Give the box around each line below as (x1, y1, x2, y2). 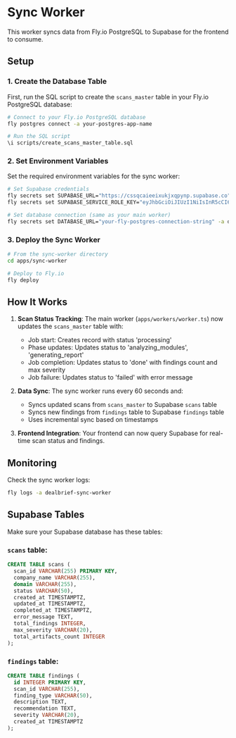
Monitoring (7, 457, 58, 469)
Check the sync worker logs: (7, 476, 91, 484)
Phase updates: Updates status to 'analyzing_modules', (27, 343, 188, 352)
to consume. (7, 35, 44, 43)
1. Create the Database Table (7, 77, 107, 87)
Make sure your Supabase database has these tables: (7, 527, 163, 536)
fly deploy (7, 276, 39, 284)
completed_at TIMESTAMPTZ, (13, 607, 93, 614)
